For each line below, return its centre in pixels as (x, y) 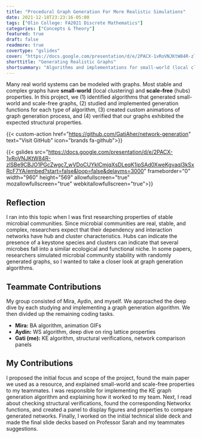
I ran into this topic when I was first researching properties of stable (90, 217)
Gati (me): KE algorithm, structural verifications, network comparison (100, 338)
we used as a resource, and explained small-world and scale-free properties (100, 384)
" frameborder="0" (167, 171)
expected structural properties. (44, 123)
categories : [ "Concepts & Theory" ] (51, 28)
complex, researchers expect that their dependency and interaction (89, 230)
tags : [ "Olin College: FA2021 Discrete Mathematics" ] (75, 23)
